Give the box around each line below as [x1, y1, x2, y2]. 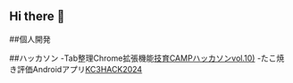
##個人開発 [9, 33, 51, 45]
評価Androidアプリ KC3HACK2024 [16, 63, 143, 74]
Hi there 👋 [9, 9, 65, 24]
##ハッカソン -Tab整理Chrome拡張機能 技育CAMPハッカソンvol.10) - [9, 53, 262, 63]
